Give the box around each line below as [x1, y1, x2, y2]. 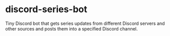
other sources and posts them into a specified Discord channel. [5, 25, 138, 31]
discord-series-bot [5, 4, 88, 15]
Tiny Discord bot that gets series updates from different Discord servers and [5, 20, 165, 26]
